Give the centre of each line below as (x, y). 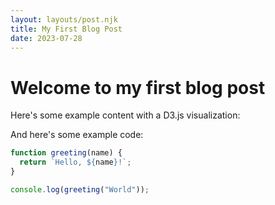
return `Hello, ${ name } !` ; (75, 162)
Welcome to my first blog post (138, 87)
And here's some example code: (77, 135)
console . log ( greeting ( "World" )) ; (80, 189)
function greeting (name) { (66, 153)
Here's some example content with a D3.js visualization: (125, 115)
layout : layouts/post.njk (64, 19)
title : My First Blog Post (66, 29)
